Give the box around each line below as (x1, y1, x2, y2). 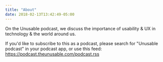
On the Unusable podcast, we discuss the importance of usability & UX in (5, 25, 156, 31)
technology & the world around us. (5, 31, 76, 37)
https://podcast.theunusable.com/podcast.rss (5, 51, 100, 57)
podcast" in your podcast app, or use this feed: (5, 46, 102, 52)
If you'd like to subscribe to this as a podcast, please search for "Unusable (5, 40, 159, 46)
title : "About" (5, 7, 37, 12)
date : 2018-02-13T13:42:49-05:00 (5, 12, 75, 17)
